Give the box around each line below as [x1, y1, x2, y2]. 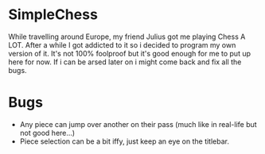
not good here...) [19, 128, 76, 137]
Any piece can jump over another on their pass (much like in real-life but [19, 119, 257, 129]
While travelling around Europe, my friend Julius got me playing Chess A [8, 32, 246, 41]
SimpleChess [8, 6, 98, 24]
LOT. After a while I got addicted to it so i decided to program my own [8, 40, 236, 49]
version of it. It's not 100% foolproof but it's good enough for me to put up [8, 48, 251, 58]
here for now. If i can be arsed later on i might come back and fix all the [8, 57, 242, 67]
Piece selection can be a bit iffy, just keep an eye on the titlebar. [19, 137, 229, 146]
